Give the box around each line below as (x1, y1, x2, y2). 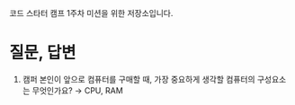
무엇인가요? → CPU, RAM (31, 84, 123, 96)
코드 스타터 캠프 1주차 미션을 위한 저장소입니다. (9, 8, 174, 18)
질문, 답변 (9, 43, 76, 63)
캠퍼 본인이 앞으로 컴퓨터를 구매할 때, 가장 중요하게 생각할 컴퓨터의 (22, 74, 255, 84)
